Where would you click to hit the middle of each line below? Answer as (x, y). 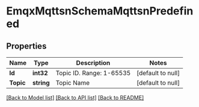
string (41, 83)
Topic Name (73, 83)
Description (93, 63)
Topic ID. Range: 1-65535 (93, 73)
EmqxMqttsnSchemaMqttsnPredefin (100, 11)
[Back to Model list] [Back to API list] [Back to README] (75, 98)
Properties (26, 46)
